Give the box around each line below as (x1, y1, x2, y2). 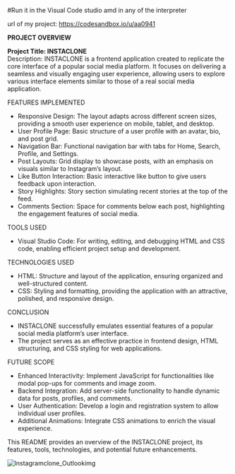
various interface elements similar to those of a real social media (7, 77, 195, 85)
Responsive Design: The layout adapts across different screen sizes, (17, 112, 217, 120)
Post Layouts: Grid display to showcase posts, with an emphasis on (17, 157, 214, 165)
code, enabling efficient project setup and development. (17, 244, 181, 253)
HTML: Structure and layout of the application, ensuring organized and (17, 272, 224, 280)
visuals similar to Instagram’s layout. (17, 165, 123, 172)
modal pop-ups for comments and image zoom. (17, 379, 157, 387)
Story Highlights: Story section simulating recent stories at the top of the (17, 187, 228, 195)
